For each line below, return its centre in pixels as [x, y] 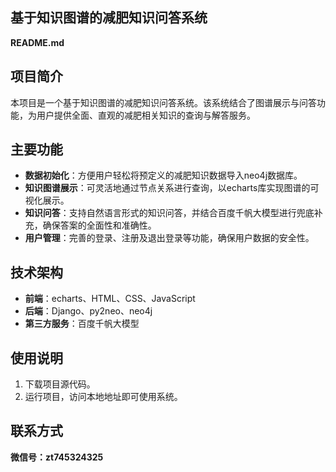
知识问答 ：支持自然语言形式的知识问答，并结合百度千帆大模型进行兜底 [169, 213]
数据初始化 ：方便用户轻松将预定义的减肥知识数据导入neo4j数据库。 [163, 175]
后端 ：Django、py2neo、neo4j [88, 311]
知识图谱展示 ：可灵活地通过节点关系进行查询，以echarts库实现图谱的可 [172, 188]
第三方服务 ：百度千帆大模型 [82, 324]
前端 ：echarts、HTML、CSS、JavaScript [110, 299]
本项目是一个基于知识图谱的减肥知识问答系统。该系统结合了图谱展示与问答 [163, 102]
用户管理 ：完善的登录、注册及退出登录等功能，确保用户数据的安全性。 [169, 238]
